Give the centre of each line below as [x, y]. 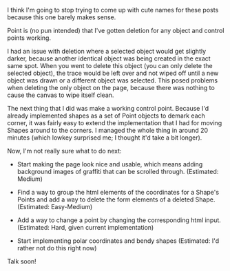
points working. [29, 38]
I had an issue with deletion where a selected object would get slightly [107, 51]
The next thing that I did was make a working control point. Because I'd [108, 108]
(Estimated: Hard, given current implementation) [85, 227]
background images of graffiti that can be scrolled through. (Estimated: [118, 172]
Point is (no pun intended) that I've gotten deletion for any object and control [116, 31]
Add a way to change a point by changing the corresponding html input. [119, 220]
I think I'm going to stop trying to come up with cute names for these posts [113, 10]
